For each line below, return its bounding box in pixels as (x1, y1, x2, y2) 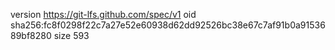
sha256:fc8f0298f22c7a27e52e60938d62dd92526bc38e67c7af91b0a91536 (10, 19, 326, 31)
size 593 (53, 30, 90, 41)
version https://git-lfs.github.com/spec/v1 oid (10, 9, 197, 20)
